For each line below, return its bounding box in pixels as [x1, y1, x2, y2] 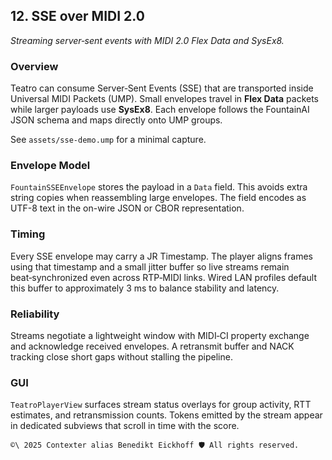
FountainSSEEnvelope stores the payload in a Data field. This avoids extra [10, 181, 308, 193]
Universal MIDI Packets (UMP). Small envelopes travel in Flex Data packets [10, 93, 319, 105]
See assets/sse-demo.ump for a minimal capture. [10, 134, 207, 146]
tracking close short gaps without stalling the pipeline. [10, 351, 233, 363]
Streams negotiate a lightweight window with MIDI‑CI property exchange [10, 330, 310, 341]
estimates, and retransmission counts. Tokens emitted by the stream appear [10, 409, 323, 421]
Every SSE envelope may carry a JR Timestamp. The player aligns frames [10, 250, 313, 262]
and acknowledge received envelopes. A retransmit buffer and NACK [10, 340, 295, 352]
